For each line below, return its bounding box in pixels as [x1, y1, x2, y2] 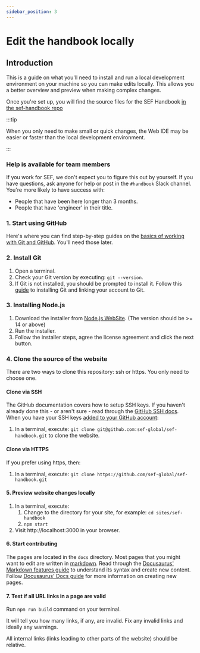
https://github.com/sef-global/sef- [97, 471, 188, 477]
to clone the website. [48, 432, 100, 439]
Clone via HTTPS [6, 445, 49, 452]
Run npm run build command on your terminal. [6, 605, 121, 613]
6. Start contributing [6, 540, 58, 548]
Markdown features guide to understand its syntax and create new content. [6, 566, 191, 573]
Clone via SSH [6, 388, 42, 395]
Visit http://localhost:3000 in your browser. [14, 526, 120, 533]
